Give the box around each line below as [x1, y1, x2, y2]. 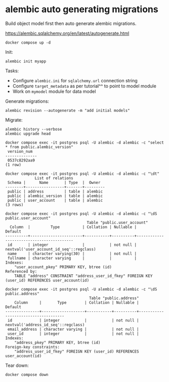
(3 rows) [5, 202, 24, 207]
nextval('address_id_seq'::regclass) [5, 322, 85, 327]
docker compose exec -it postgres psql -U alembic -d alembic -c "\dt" [5, 171, 159, 176]
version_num [7, 149, 33, 154]
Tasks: [5, 68, 19, 74]
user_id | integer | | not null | [7, 331, 139, 336]
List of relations [34, 175, 73, 181]
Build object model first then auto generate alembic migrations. [5, 20, 137, 26]
